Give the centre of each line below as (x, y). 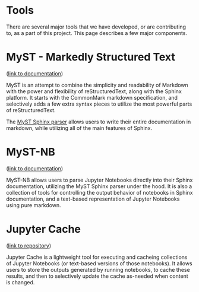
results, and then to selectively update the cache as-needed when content (97, 276)
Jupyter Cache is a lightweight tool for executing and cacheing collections (97, 257)
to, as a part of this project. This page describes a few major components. (97, 33)
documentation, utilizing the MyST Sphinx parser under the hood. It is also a (99, 186)
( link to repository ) (29, 245)
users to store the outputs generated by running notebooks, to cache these (98, 269)
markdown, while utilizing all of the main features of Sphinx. (79, 128)
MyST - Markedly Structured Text (91, 57)
